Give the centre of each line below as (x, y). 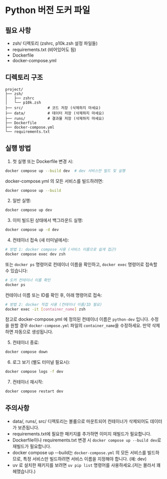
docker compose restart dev (34, 391)
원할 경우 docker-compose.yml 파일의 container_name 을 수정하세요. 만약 (81, 326)
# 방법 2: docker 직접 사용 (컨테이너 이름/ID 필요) (54, 304)
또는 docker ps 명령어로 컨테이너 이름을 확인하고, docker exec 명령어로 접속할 (81, 264)
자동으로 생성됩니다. (34, 332)
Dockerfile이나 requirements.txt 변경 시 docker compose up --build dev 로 (87, 440)
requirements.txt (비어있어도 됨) (44, 50)
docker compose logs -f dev (34, 372)
